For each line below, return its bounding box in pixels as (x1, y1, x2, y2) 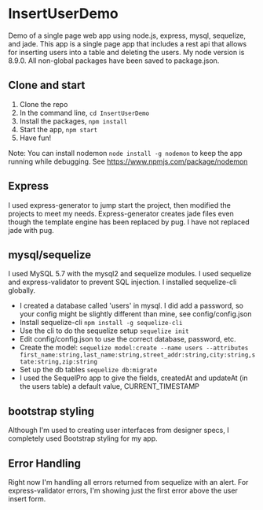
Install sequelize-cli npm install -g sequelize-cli (19, 318, 183, 327)
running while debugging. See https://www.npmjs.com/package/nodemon (8, 157, 248, 166)
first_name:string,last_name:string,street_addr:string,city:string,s (19, 351, 256, 359)
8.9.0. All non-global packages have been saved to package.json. (8, 56, 220, 65)
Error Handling (8, 456, 81, 470)
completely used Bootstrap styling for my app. (8, 434, 159, 443)
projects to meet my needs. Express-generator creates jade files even (8, 209, 234, 218)
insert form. (8, 494, 46, 504)
